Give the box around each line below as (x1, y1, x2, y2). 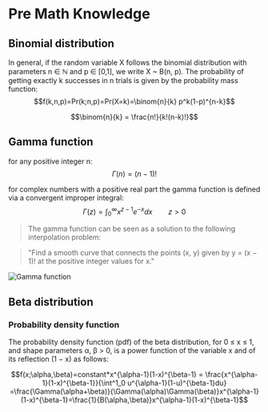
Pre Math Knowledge (8, 5, 150, 23)
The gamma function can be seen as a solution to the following (27, 224, 236, 234)
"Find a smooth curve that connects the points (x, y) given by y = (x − (27, 248, 258, 258)
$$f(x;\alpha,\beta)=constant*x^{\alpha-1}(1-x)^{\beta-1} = (10, 369, 204, 379)
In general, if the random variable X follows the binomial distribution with (8, 57, 247, 67)
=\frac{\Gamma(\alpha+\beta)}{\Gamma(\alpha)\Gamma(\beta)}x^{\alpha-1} (9, 386, 260, 396)
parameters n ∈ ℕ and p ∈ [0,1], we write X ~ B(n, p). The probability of (8, 67, 244, 76)
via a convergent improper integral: (8, 192, 124, 202)
